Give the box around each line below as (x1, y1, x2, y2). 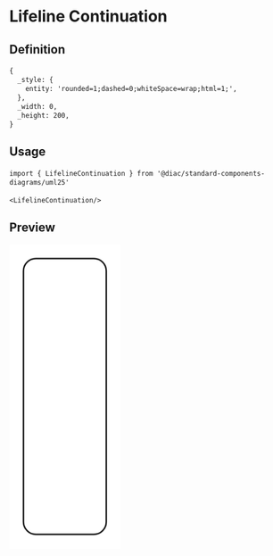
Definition (9, 42, 65, 57)
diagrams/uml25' (9, 178, 70, 187)
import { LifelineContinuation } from (9, 169, 153, 178)
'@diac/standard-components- (156, 169, 266, 178)
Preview (9, 220, 56, 236)
